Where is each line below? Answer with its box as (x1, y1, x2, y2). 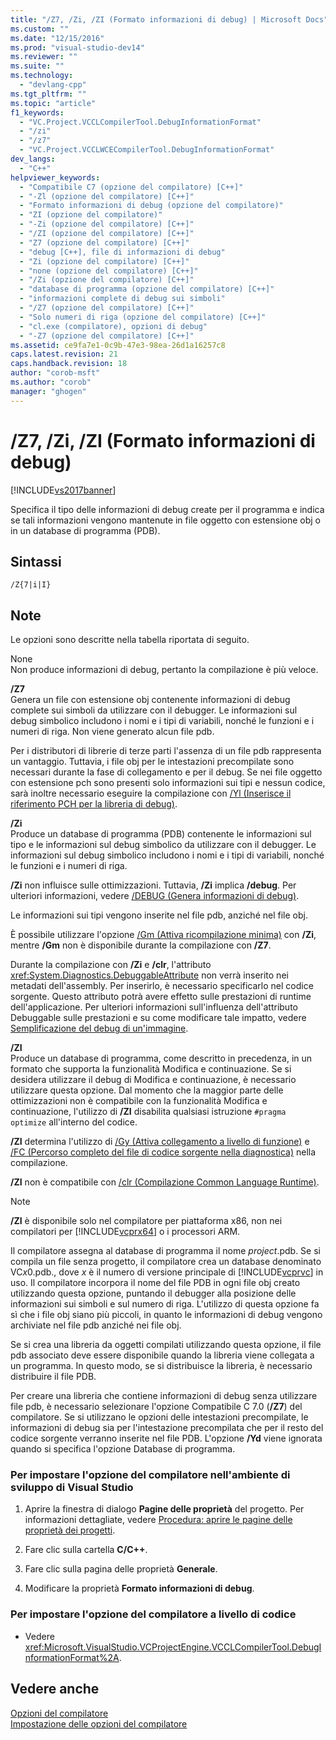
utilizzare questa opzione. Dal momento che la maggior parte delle (10, 1084, 284, 1096)
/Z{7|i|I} (10, 580, 52, 590)
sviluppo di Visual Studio (10, 1481, 134, 1495)
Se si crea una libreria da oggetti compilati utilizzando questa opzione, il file (10, 1339, 322, 1351)
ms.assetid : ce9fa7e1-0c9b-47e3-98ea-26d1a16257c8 (10, 340, 226, 350)
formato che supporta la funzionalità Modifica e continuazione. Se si (10, 1063, 292, 1075)
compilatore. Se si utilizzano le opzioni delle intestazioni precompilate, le (10, 1411, 309, 1423)
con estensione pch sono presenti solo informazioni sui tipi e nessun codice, (10, 777, 326, 789)
